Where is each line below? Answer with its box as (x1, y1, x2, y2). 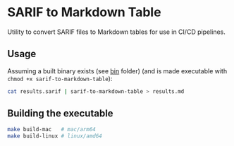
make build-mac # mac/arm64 (7, 126, 97, 133)
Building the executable (7, 107, 114, 120)
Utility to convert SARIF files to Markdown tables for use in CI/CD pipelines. (7, 28, 226, 36)
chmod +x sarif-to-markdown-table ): (7, 74, 113, 83)
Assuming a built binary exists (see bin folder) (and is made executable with (7, 66, 228, 75)
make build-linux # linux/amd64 (7, 133, 102, 140)
